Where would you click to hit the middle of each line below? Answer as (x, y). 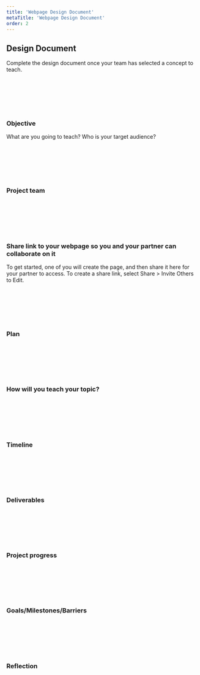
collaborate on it (31, 253)
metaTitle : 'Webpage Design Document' (56, 18)
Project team (26, 191)
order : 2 (17, 23)
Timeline (20, 444)
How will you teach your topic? (53, 389)
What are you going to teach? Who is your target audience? (81, 137)
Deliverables (25, 499)
